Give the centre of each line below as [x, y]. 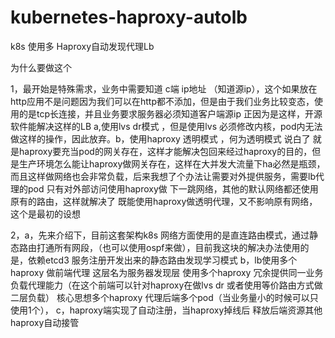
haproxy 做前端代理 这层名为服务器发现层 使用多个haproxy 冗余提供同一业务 [167, 272]
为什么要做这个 [41, 67]
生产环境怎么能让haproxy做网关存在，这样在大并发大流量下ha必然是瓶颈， [172, 163]
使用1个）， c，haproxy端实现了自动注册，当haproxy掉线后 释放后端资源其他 [166, 310]
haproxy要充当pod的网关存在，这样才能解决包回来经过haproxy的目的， [165, 151]
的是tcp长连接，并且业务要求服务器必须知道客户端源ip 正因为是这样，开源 [170, 113]
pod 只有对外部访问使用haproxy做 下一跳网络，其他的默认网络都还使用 [173, 188]
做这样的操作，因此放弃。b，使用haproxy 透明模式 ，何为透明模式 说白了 [160, 138]
